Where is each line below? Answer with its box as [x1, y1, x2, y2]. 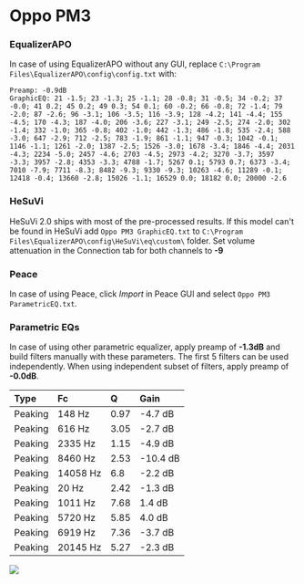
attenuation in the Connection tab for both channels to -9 [9, 245, 224, 255]
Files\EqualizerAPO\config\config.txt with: [9, 68, 177, 79]
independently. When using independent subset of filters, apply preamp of [9, 361, 289, 372]
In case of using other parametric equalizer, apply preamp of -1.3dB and [9, 341, 280, 352]
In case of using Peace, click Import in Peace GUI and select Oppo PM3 [9, 288, 271, 299]
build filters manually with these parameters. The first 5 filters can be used [9, 351, 289, 362]
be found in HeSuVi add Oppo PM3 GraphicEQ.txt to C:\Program [9, 225, 244, 236]
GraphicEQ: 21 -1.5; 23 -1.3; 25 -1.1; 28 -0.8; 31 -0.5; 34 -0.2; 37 [9, 94, 283, 103]
